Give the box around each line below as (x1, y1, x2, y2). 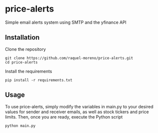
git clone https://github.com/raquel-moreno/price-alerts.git (5, 56, 133, 60)
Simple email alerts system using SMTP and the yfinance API (5, 19, 127, 25)
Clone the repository (5, 46, 46, 52)
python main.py (5, 123, 36, 128)
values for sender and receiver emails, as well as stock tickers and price (5, 109, 149, 115)
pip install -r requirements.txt (5, 77, 73, 83)
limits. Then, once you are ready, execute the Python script (5, 114, 123, 119)
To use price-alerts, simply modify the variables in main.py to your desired (5, 103, 154, 109)
